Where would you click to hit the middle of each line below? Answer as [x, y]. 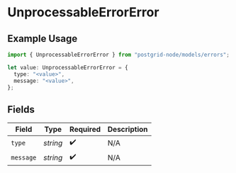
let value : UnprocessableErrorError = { [68, 67]
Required [85, 130]
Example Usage [43, 39]
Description [128, 130]
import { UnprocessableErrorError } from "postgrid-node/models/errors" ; [119, 55]
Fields [21, 110]
